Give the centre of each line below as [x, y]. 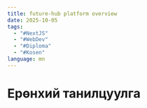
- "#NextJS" [31, 33]
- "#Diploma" [33, 46]
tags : [15, 26]
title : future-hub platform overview [62, 14]
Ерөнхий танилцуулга [74, 93]
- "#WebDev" [31, 40]
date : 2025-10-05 [33, 20]
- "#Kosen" [29, 53]
